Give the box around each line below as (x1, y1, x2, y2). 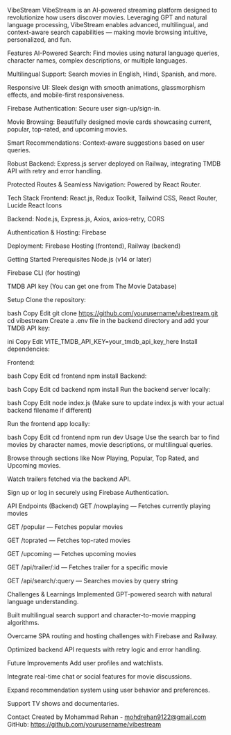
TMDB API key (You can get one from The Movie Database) (7, 282, 177, 290)
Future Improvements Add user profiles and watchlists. (7, 659, 164, 667)
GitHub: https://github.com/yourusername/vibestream (7, 720, 162, 728)
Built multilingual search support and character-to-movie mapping (7, 611, 196, 619)
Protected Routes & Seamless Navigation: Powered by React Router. (7, 180, 201, 189)
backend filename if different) (7, 406, 92, 414)
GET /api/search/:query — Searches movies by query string (7, 577, 178, 585)
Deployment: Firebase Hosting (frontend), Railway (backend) (7, 242, 181, 250)
